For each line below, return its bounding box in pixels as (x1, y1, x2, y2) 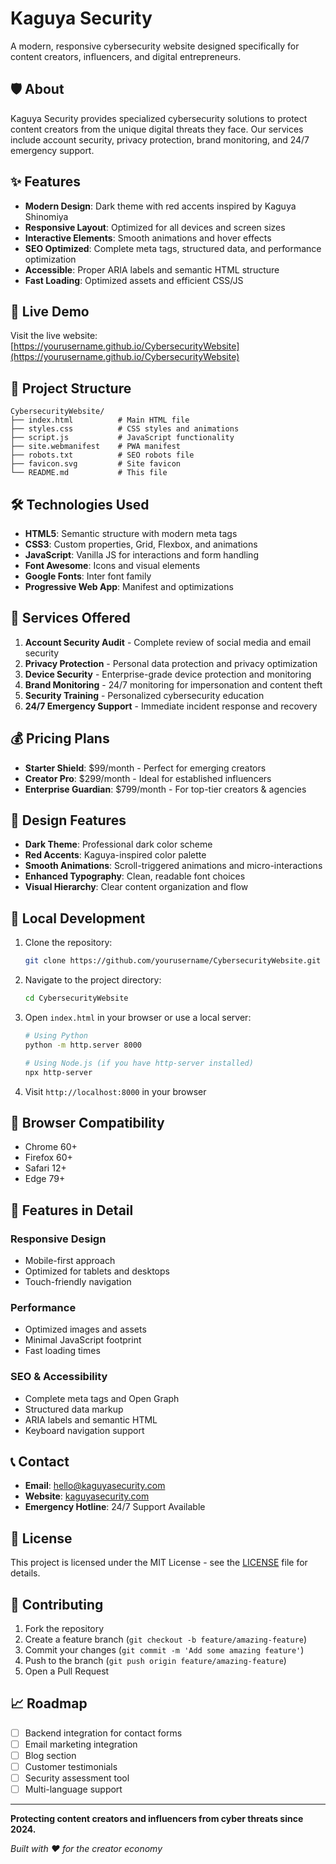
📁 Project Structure (10, 380, 132, 397)
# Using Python (24, 1031, 89, 1041)
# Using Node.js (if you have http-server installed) (24, 1058, 254, 1068)
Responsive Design (10, 1232, 107, 1246)
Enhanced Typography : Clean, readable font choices (24, 870, 246, 882)
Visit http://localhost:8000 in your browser (24, 1085, 207, 1097)
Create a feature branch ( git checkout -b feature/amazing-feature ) (24, 1633, 308, 1646)
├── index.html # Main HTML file (10, 415, 190, 426)
